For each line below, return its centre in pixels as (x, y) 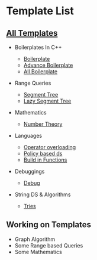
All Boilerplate (41, 72)
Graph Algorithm (35, 239)
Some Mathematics (38, 252)
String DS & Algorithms (43, 194)
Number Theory (43, 124)
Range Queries (33, 83)
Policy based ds (43, 154)
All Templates (32, 33)
